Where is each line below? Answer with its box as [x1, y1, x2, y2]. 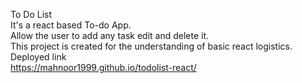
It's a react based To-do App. [10, 19, 132, 31]
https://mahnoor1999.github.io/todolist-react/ [10, 62, 197, 73]
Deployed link [10, 51, 67, 63]
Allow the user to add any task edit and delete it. [10, 30, 210, 41]
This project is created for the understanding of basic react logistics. [10, 40, 293, 52]
